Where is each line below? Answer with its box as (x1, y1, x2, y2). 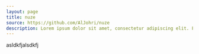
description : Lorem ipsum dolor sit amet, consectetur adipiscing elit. (6, 25, 190, 31)
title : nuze (6, 14, 36, 20)
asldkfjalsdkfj (6, 42, 38, 49)
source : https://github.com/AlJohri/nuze (6, 20, 110, 26)
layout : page (6, 8, 38, 15)
